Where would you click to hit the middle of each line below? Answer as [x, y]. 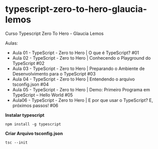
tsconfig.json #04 [30, 84]
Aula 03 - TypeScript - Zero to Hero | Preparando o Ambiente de [79, 69]
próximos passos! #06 [35, 105]
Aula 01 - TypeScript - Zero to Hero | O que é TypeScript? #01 [76, 53]
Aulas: [12, 43]
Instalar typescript [25, 115]
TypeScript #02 [28, 63]
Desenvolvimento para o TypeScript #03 [54, 74]
